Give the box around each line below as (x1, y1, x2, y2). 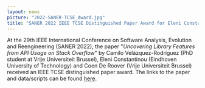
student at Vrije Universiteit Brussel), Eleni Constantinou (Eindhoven (7, 55, 177, 63)
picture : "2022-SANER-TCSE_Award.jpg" (7, 14, 105, 20)
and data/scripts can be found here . (7, 75, 97, 82)
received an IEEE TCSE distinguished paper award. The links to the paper (7, 69, 190, 76)
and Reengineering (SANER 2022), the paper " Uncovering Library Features (7, 43, 195, 50)
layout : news (7, 8, 40, 15)
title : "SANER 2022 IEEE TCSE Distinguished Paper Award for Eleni (7, 20, 182, 26)
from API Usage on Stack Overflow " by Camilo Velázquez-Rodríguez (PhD (7, 49, 193, 57)
